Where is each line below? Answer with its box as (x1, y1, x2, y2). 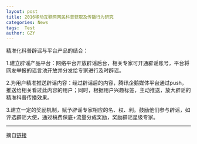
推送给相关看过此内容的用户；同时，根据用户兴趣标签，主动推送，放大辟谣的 (6, 87, 191, 94)
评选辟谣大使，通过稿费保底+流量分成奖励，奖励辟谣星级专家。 (6, 114, 159, 121)
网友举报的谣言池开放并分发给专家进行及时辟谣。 (6, 67, 124, 74)
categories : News (6, 19, 49, 25)
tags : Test (6, 25, 35, 31)
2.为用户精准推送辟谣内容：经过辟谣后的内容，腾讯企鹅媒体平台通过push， (6, 80, 188, 87)
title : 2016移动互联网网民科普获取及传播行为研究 (6, 14, 114, 20)
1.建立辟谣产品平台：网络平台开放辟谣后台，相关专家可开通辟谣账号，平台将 (6, 60, 189, 67)
